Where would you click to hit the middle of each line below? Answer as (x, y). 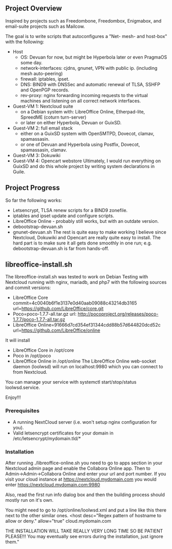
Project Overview (34, 8)
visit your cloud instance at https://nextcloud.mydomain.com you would (81, 479)
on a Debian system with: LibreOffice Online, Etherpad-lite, (83, 111)
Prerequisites (22, 411)
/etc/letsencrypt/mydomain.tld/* (47, 438)
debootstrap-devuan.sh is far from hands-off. (61, 248)
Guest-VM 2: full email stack (43, 128)
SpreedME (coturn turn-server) (53, 117)
